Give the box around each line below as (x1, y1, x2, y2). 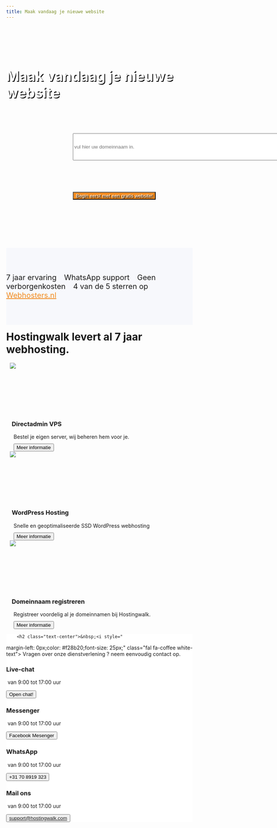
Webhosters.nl (6, 290, 57, 300)
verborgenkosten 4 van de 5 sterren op (6, 281, 149, 291)
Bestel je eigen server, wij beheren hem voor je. (14, 434, 130, 441)
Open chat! (9, 692, 34, 698)
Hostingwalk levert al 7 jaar (6, 330, 143, 343)
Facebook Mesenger (9, 733, 54, 739)
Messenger (6, 706, 40, 715)
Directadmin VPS (11, 419, 62, 428)
